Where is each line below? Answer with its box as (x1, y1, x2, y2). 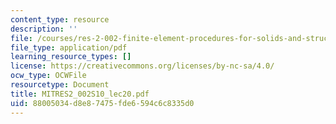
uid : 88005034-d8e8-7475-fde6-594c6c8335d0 (10, 98, 195, 108)
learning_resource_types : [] (10, 52, 132, 62)
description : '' (10, 24, 78, 34)
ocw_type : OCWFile (10, 71, 87, 81)
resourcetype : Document (10, 80, 110, 90)
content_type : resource (10, 14, 110, 25)
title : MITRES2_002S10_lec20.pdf (10, 89, 150, 99)
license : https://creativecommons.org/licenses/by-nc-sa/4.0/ (10, 61, 275, 71)
